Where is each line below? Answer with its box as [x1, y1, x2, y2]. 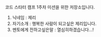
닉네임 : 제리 [12, 15, 36, 20]
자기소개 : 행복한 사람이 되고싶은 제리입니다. [12, 21, 97, 26]
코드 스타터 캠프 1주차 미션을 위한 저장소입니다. [5, 4, 95, 10]
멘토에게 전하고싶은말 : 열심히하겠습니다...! [12, 27, 94, 33]
